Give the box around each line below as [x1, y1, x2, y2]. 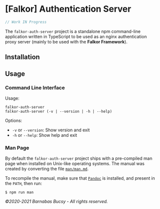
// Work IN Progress [5, 20, 47, 24]
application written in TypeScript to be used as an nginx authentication [5, 33, 147, 40]
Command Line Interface [5, 84, 65, 91]
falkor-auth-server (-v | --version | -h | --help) [5, 109, 112, 114]
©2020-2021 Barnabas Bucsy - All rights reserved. [5, 199, 108, 205]
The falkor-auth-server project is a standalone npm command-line [5, 28, 140, 34]
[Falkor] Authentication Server [5, 3, 132, 15]
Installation [5, 53, 40, 62]
